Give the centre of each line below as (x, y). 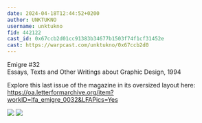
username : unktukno (35, 26)
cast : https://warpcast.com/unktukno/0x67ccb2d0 (78, 45)
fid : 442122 (24, 32)
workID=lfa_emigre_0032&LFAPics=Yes (63, 99)
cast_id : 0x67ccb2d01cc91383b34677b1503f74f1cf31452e (86, 39)
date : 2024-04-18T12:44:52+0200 (53, 13)
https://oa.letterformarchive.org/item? (60, 92)
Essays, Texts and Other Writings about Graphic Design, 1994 (94, 72)
